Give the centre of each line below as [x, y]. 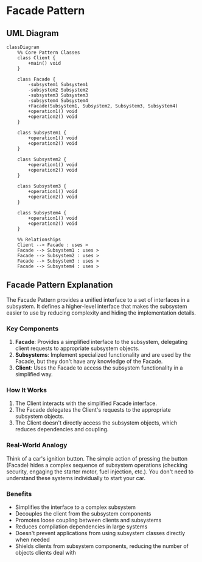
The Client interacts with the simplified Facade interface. [86, 403]
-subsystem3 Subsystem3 [58, 95]
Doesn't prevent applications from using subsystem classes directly [100, 533]
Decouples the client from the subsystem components [83, 513]
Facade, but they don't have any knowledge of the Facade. [89, 362]
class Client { [37, 58]
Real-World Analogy [37, 445]
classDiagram [23, 47]
